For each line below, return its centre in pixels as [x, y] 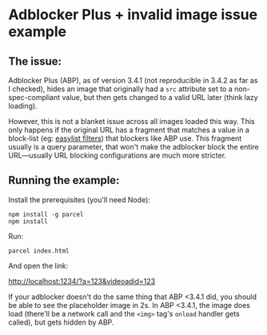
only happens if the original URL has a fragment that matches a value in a [129, 130]
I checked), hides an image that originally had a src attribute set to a [121, 89]
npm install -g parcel [46, 214]
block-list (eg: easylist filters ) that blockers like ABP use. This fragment [125, 138]
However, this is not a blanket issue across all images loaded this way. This [132, 121]
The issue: [35, 61]
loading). [23, 106]
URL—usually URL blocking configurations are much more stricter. [117, 155]
